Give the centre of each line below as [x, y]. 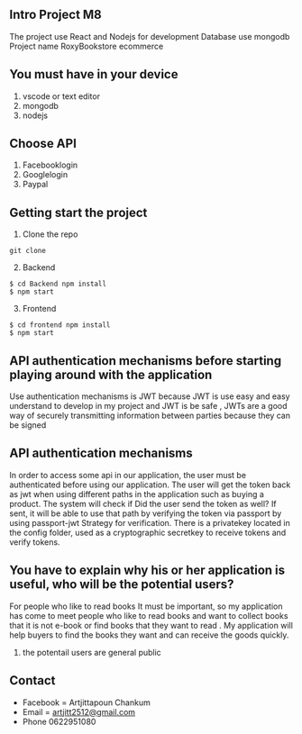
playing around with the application [111, 374]
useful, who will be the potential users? [122, 584]
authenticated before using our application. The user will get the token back [150, 485]
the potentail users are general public [92, 652]
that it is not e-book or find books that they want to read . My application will [151, 625]
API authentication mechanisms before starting [146, 361]
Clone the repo [50, 234]
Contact [32, 680]
